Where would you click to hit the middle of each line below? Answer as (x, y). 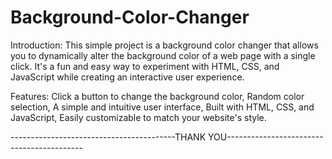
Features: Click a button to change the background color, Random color (157, 96)
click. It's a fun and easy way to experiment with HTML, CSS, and (145, 66)
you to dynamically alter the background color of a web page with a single (163, 55)
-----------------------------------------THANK (108, 137)
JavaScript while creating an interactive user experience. (127, 77)
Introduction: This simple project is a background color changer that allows (164, 45)
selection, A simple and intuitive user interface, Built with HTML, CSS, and (162, 107)
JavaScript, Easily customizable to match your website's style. (138, 117)
